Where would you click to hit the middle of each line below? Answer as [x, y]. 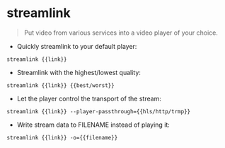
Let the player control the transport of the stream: [89, 98]
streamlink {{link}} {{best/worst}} [60, 85]
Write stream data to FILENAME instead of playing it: [93, 125]
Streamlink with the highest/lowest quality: [79, 72]
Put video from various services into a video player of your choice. [121, 33]
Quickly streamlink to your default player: [77, 46]
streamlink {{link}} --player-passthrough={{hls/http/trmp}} [99, 111]
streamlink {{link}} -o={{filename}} [62, 137]
